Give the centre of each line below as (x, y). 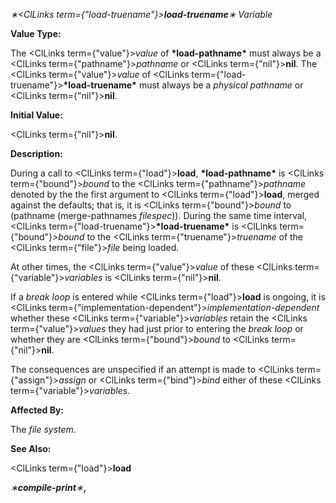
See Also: (31, 448)
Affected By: (37, 410)
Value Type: (36, 33)
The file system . (43, 429)
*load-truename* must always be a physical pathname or (183, 85)
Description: (36, 153)
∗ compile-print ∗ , (48, 487)
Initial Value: (36, 115)
